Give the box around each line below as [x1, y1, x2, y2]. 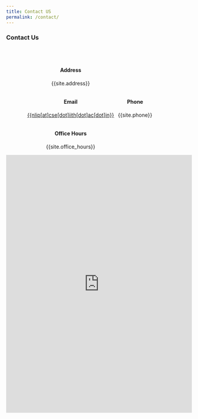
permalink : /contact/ [6, 14, 60, 20]
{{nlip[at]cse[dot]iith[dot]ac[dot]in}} [27, 111, 114, 118]
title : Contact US [6, 8, 51, 15]
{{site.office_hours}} [46, 143, 95, 150]
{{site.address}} [51, 80, 90, 87]
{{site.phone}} [117, 111, 153, 118]
